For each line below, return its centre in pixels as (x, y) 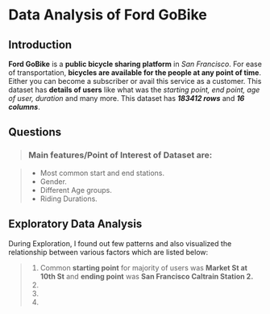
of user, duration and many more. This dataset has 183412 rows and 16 (127, 98)
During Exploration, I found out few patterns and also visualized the (120, 243)
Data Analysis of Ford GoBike (108, 15)
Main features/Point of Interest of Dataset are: (120, 155)
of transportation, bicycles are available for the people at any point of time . (135, 73)
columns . (24, 107)
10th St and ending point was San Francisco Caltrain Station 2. (147, 276)
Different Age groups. (76, 190)
